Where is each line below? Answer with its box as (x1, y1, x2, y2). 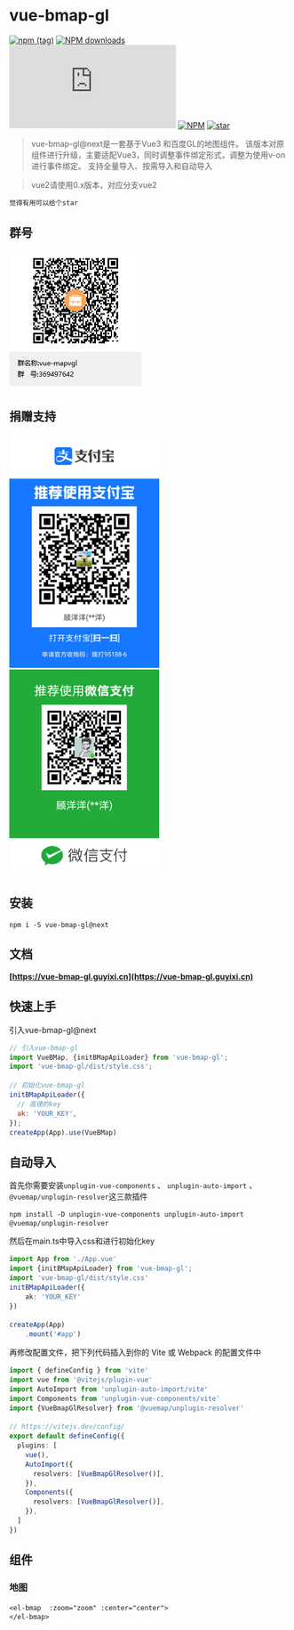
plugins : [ (17, 1441, 58, 1450)
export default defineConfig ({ (9, 1431, 125, 1441)
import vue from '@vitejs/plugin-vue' (9, 1375, 153, 1384)
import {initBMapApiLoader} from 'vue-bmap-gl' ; (9, 1264, 193, 1274)
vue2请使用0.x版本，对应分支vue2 (30, 179, 157, 190)
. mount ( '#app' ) (25, 1330, 82, 1339)
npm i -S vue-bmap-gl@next (9, 921, 109, 930)
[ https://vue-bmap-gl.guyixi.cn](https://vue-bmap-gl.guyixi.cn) (9, 971, 254, 982)
